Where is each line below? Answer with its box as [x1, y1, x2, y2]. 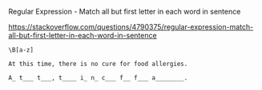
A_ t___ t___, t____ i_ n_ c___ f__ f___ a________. [8, 74, 188, 82]
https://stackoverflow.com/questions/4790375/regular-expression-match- [8, 22, 254, 31]
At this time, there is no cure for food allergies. [8, 60, 188, 68]
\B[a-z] [8, 46, 34, 54]
